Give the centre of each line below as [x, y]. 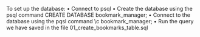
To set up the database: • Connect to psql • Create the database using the [100, 9]
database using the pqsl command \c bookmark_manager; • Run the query [100, 21]
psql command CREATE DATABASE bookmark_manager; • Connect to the [98, 15]
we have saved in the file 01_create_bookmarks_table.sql [77, 27]
